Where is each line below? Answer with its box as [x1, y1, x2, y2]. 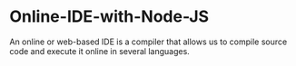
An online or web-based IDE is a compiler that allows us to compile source [9, 36, 288, 47]
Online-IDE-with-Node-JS [9, 6, 210, 27]
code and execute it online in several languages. [9, 45, 191, 56]
